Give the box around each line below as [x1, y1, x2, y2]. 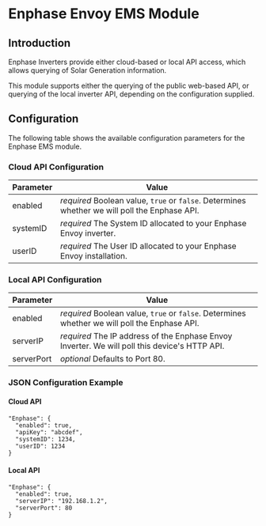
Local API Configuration [8, 274, 102, 286]
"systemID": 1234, [15, 435, 77, 443]
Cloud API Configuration [8, 161, 104, 172]
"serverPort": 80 [15, 504, 73, 512]
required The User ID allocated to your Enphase [59, 240, 237, 252]
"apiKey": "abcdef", [15, 428, 83, 436]
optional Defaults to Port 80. [59, 354, 165, 365]
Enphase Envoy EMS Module [8, 5, 199, 23]
